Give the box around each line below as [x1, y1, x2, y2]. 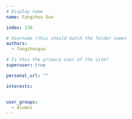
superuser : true [6, 62, 46, 68]
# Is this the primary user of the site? [6, 57, 109, 63]
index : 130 [6, 25, 33, 30]
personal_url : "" [6, 73, 49, 79]
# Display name [6, 8, 43, 15]
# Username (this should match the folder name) [6, 35, 127, 41]
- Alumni [11, 104, 33, 110]
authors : [6, 40, 28, 47]
